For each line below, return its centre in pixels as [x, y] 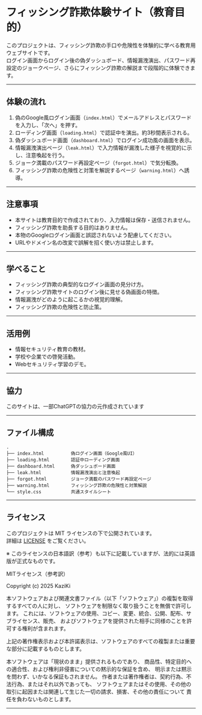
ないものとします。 [50, 699]
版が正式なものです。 [32, 561]
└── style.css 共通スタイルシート [59, 492]
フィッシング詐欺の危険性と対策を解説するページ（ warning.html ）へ [99, 170]
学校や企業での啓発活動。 [47, 357]
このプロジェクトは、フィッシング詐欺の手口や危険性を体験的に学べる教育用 [101, 45]
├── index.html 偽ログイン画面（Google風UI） [72, 453]
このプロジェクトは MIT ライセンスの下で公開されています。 [81, 533]
